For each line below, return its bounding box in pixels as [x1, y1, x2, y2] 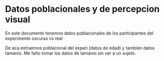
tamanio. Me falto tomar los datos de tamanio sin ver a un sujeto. [5, 50, 137, 56]
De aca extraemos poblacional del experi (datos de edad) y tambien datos [5, 45, 155, 51]
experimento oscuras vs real [5, 35, 63, 41]
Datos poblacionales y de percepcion [5, 3, 160, 15]
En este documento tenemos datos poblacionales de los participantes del [5, 30, 154, 36]
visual [5, 14, 30, 25]
